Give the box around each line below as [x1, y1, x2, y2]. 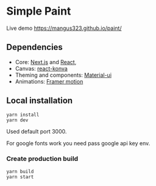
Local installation [6, 96, 73, 106]
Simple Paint [6, 4, 71, 18]
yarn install [6, 112, 40, 118]
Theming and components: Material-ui [15, 71, 112, 79]
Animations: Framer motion [15, 77, 83, 85]
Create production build [6, 154, 79, 163]
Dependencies [6, 42, 63, 52]
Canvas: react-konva [15, 65, 68, 72]
